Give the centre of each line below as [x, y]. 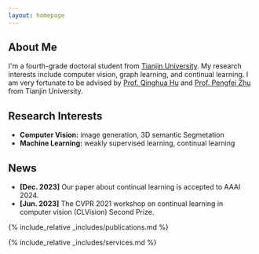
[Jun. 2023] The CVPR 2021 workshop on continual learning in [121, 204]
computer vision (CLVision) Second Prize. [87, 212]
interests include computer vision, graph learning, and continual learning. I [128, 75]
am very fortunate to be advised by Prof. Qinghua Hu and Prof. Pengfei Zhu [129, 83]
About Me [33, 48]
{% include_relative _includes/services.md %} [82, 243]
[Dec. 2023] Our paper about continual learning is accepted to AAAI [130, 187]
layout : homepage [36, 15]
